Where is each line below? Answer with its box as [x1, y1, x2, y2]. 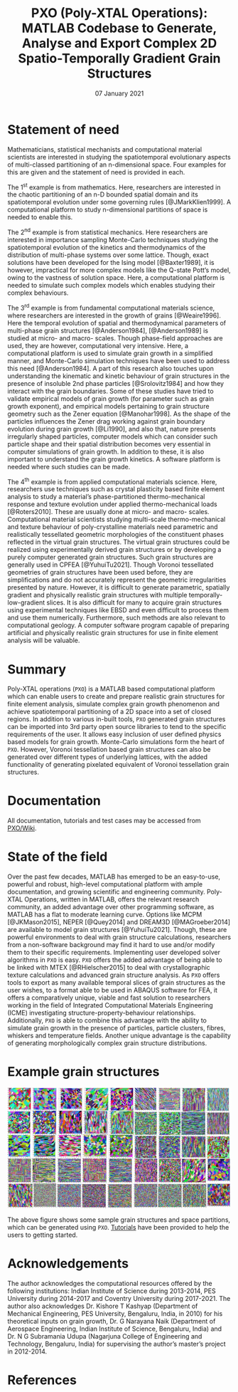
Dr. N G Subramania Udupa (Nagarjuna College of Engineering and [7, 1331, 202, 1340]
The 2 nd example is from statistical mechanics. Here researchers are [7, 226, 208, 236]
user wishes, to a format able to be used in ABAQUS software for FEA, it [7, 986, 218, 995]
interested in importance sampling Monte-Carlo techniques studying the [7, 236, 219, 244]
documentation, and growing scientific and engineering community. [7, 888, 206, 896]
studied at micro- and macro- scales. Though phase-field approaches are [7, 333, 223, 342]
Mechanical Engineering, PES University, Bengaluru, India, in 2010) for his [7, 1309, 223, 1318]
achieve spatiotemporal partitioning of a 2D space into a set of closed [7, 707, 212, 716]
